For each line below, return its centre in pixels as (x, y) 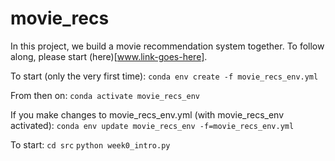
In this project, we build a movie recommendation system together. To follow (167, 46)
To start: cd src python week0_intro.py (90, 144)
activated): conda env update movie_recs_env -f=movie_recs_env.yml (152, 125)
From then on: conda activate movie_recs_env (105, 95)
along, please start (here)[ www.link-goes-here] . (109, 56)
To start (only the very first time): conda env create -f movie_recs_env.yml (164, 76)
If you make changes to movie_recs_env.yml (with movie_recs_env (147, 114)
